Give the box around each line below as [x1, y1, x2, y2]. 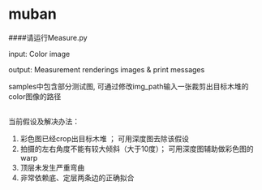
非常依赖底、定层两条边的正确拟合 [19, 173, 135, 183]
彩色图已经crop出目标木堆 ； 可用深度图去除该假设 [19, 134, 189, 144]
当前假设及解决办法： [8, 117, 79, 127]
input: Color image [8, 49, 71, 58]
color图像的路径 [8, 91, 62, 101]
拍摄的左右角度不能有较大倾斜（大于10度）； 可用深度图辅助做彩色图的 [19, 144, 254, 154]
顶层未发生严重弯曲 [19, 163, 85, 173]
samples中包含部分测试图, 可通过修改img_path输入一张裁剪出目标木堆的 [8, 81, 249, 91]
